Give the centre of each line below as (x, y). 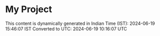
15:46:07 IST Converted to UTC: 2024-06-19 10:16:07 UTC (66, 28)
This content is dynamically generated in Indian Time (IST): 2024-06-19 (80, 23)
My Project (29, 9)
